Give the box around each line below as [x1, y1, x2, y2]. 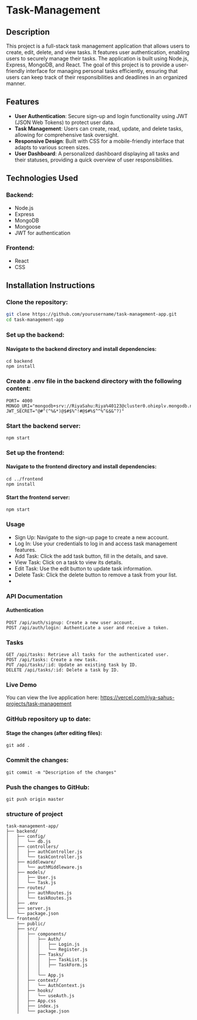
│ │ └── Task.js [6, 880, 57, 886]
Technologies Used [6, 173, 78, 183]
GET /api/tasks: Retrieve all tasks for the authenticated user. [6, 652, 169, 657]
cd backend [6, 358, 33, 364]
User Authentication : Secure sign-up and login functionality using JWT [14, 112, 188, 119]
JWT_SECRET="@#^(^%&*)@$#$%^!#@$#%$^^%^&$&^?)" [6, 408, 125, 414]
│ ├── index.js [16, 1003, 59, 1009]
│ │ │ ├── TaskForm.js [16, 962, 88, 968]
